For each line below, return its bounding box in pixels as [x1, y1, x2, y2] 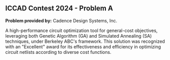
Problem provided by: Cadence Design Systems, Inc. [5, 17, 118, 23]
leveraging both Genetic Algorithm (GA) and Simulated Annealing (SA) [5, 33, 152, 39]
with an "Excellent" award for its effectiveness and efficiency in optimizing [5, 43, 161, 50]
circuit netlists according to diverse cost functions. [5, 49, 111, 55]
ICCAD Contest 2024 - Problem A [5, 4, 114, 13]
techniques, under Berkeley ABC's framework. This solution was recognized [5, 38, 165, 44]
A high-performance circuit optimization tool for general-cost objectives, [5, 27, 158, 34]
